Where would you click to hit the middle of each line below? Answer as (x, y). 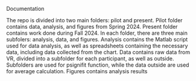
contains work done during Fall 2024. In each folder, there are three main (97, 33)
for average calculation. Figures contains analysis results (77, 71)
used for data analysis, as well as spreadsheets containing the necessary (97, 46)
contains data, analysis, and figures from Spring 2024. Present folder (92, 27)
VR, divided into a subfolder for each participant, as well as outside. (90, 58)
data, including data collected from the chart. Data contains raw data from (98, 52)
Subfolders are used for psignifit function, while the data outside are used (98, 65)
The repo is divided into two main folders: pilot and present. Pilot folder (94, 20)
